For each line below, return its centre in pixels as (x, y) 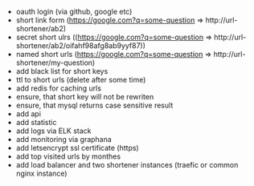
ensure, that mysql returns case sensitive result (94, 105)
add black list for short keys (62, 71)
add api (29, 114)
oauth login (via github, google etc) (74, 12)
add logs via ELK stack (53, 131)
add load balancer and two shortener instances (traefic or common (127, 165)
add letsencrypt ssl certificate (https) (77, 148)
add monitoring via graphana (64, 139)
